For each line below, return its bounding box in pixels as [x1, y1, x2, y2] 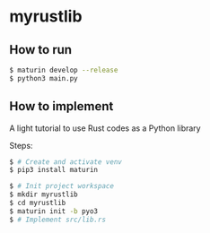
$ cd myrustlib [9, 199, 66, 208]
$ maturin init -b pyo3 [9, 206, 99, 216]
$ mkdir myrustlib [9, 190, 78, 199]
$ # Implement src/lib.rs [9, 215, 106, 224]
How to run [9, 42, 73, 57]
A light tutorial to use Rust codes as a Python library [9, 123, 201, 134]
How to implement [9, 99, 114, 114]
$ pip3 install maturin [9, 166, 99, 175]
